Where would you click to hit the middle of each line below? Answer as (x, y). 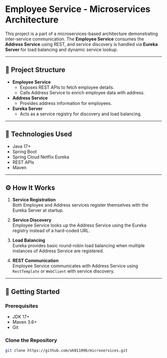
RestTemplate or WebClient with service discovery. (63, 271)
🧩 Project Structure (35, 70)
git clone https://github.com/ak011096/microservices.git (66, 351)
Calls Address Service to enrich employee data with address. (82, 92)
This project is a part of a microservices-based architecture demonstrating (82, 33)
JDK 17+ (21, 317)
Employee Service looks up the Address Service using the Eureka (79, 225)
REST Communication (35, 261)
